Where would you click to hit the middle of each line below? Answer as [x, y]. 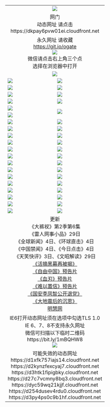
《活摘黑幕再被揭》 [55, 264]
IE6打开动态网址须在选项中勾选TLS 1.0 [55, 318]
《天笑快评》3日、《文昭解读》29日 [55, 256]
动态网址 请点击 [55, 24]
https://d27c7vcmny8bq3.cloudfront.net [55, 379]
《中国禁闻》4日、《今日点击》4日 [55, 249]
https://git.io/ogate [55, 46]
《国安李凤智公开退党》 [55, 294]
